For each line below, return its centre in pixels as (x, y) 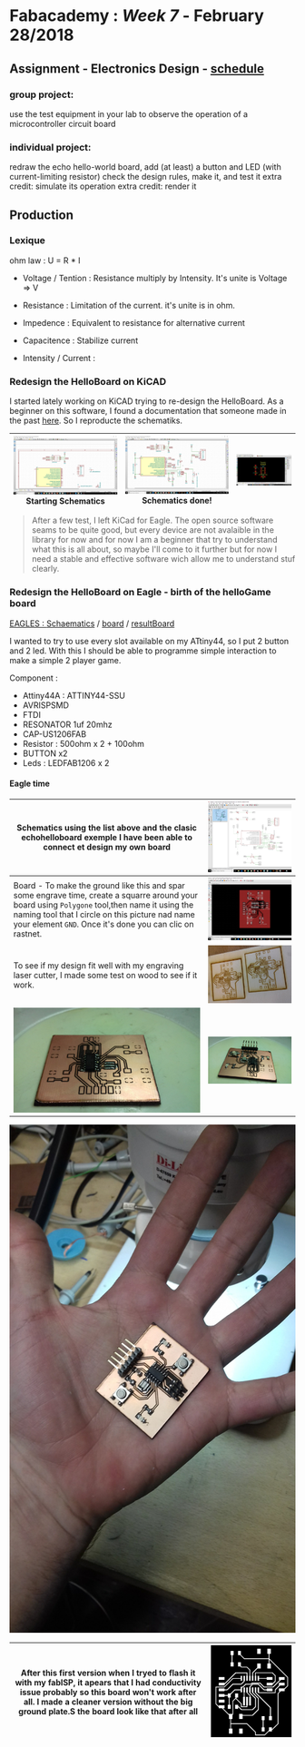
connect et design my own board (107, 847)
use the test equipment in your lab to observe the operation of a (128, 113)
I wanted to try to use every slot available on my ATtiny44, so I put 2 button (149, 641)
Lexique (27, 240)
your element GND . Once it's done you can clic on (103, 924)
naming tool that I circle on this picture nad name (104, 915)
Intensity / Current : (59, 358)
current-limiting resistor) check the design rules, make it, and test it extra (146, 177)
